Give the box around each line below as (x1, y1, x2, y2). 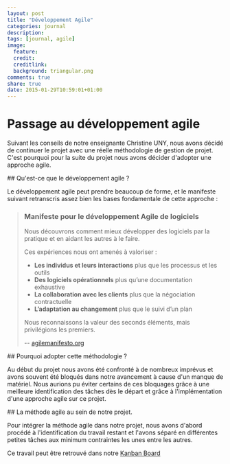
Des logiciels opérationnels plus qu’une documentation (34, 276, 193, 284)
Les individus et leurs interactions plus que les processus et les (34, 262, 218, 270)
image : (7, 42, 26, 49)
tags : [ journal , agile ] (7, 36, 76, 43)
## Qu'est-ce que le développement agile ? (7, 174, 130, 183)
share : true (7, 80, 41, 87)
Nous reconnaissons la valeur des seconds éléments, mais (23, 318, 190, 327)
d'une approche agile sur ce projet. (7, 395, 106, 403)
